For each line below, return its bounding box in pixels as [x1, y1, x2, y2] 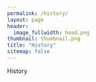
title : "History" [7, 42, 57, 49]
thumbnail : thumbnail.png [7, 36, 80, 42]
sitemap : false [7, 49, 50, 55]
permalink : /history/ [7, 10, 69, 17]
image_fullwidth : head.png [13, 29, 90, 36]
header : [7, 23, 29, 29]
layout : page [7, 16, 44, 23]
